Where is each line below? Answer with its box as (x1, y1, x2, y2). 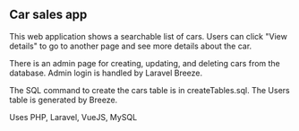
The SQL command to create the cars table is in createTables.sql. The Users (9, 84, 290, 95)
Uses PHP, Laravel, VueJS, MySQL (9, 111, 138, 122)
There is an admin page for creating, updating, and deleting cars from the (9, 57, 280, 68)
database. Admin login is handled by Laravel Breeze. (9, 67, 203, 78)
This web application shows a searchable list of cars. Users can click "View (9, 31, 288, 41)
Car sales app (9, 7, 88, 22)
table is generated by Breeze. (9, 94, 118, 105)
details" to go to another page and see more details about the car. (9, 40, 252, 51)
